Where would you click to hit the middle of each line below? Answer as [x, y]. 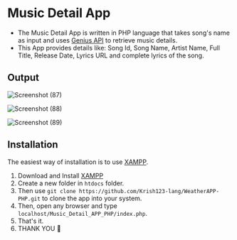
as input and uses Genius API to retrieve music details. [98, 40]
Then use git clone [47, 190]
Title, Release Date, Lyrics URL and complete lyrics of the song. [111, 55]
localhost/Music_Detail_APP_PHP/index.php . [83, 213]
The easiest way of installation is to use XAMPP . [78, 162]
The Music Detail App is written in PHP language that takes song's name [123, 33]
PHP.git [29, 199]
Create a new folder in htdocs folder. [71, 183]
